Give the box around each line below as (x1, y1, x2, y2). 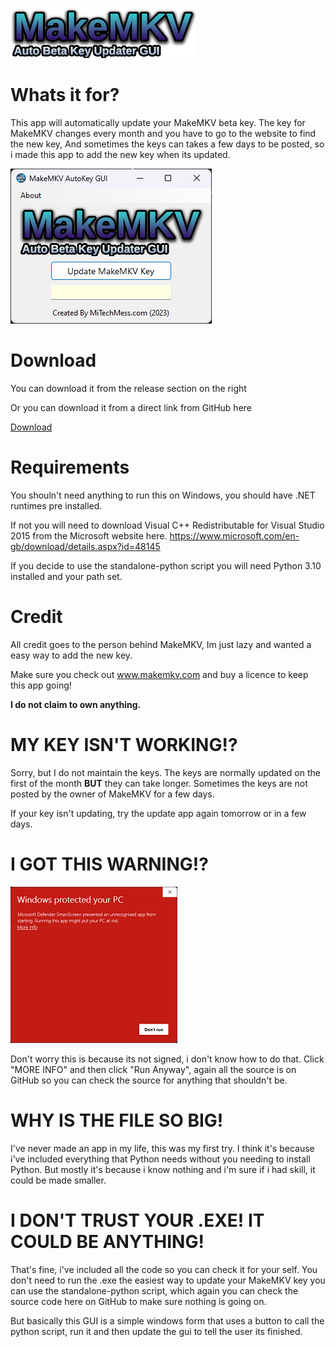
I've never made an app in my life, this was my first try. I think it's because (10, 1142, 315, 1154)
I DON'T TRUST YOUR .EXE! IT (10, 1209, 265, 1232)
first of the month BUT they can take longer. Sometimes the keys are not (10, 777, 308, 789)
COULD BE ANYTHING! (10, 1230, 205, 1253)
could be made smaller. (10, 1174, 107, 1186)
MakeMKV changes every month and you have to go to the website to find (10, 127, 317, 139)
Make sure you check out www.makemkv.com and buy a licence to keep (10, 668, 309, 680)
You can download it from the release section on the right (10, 382, 247, 394)
